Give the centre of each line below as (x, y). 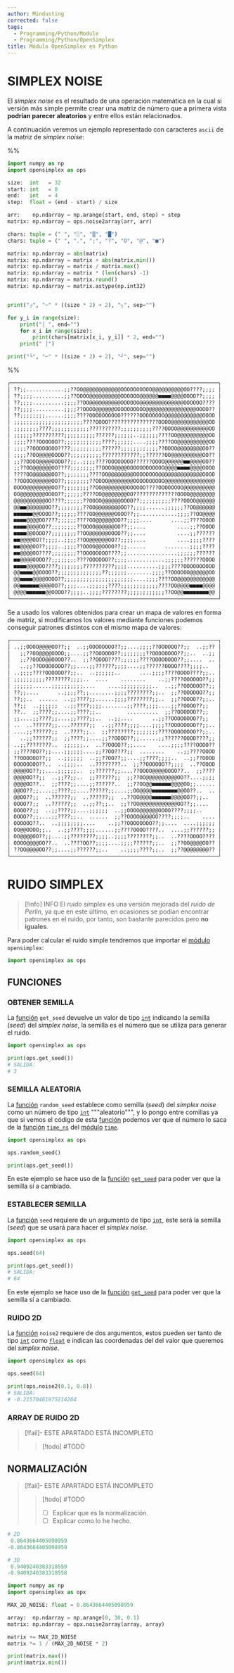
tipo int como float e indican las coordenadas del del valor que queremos (115, 1341)
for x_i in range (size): (56, 331)
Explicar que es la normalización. (100, 1513)
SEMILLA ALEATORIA (44, 1090)
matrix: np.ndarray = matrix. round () (63, 280)
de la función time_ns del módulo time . (63, 1127)
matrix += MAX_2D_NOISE (42, 1637)
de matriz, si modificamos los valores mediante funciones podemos (105, 619)
